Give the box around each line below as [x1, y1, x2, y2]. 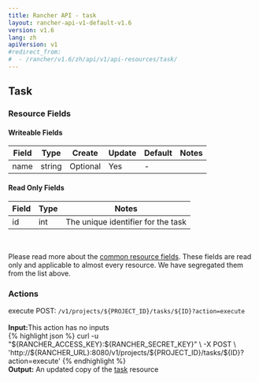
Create [72, 147, 98, 158]
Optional [69, 161, 101, 172]
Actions [8, 288, 39, 299]
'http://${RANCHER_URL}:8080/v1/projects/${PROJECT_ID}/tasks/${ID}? [8, 347, 244, 357]
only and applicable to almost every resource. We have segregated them [8, 260, 244, 269]
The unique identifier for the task [65, 216, 187, 227]
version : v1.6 [8, 26, 55, 34]
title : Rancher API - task [8, 11, 97, 20]
